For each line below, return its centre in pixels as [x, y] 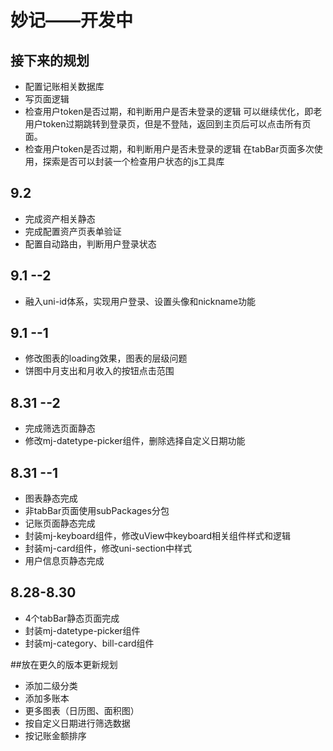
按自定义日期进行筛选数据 [77, 723]
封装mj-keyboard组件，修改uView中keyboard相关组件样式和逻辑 [158, 536]
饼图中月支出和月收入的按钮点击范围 [99, 371]
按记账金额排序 [55, 735]
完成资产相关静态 [60, 218]
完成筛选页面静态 [60, 428]
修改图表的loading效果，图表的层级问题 [106, 358]
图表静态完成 [51, 498]
